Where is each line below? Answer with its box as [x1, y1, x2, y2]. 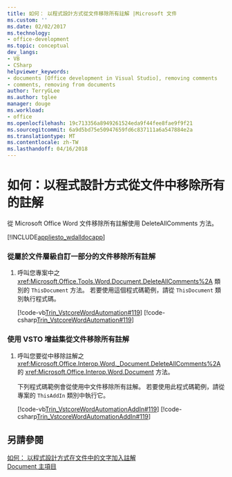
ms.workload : [7, 107, 45, 114]
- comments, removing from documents [7, 81, 116, 88]
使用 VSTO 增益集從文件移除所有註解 [7, 334, 130, 344]
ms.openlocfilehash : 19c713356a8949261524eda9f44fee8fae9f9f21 [7, 119, 193, 127]
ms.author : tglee [7, 94, 57, 101]
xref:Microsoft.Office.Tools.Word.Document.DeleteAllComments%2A [17, 277, 213, 286]
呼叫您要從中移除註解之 [17, 352, 84, 360]
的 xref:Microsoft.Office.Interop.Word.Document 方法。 [17, 367, 174, 376]
